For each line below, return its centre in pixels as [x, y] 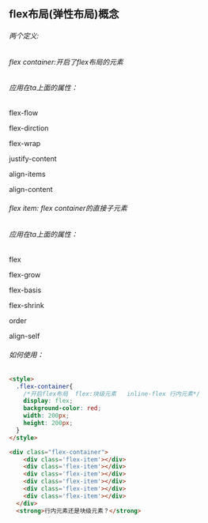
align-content [31, 189]
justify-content [33, 158]
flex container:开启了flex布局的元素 [66, 62]
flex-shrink [26, 305]
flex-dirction [29, 128]
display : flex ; [48, 401]
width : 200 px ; [46, 416]
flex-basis [25, 290]
